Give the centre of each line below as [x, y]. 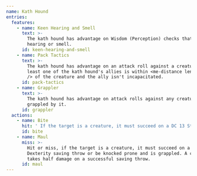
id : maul [32, 164]
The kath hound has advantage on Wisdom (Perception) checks [103, 39]
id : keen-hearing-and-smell [56, 50]
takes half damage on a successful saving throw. [89, 159]
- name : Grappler [38, 88]
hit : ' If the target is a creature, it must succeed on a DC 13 [103, 126]
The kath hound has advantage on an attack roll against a [101, 66]
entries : [17, 17]
